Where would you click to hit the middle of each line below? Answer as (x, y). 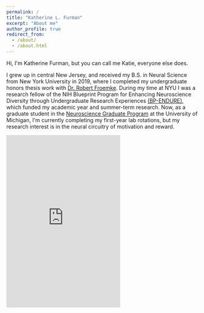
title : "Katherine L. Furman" (45, 18)
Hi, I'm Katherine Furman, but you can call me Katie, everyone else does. (97, 63)
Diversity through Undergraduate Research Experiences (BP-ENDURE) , (95, 100)
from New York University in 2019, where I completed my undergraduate (97, 81)
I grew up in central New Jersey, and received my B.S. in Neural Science (97, 75)
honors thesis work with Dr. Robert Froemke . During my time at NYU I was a (101, 88)
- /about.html (29, 46)
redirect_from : (25, 35)
